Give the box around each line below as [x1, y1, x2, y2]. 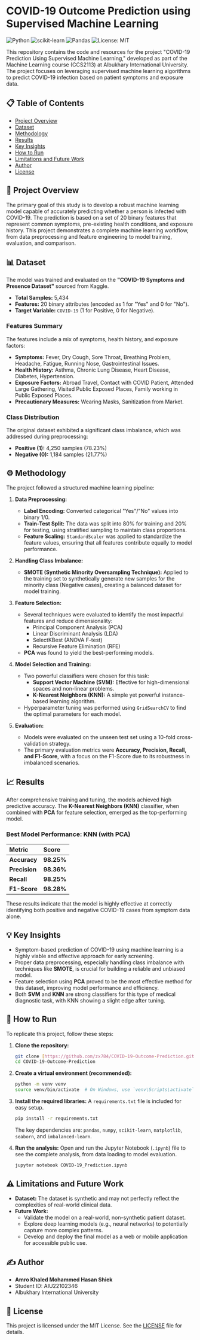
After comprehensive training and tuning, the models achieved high [6, 796, 172, 803]
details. [6, 1329, 24, 1336]
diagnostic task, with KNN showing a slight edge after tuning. [14, 996, 165, 1004]
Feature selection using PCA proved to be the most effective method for [14, 977, 192, 985]
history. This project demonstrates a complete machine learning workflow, [6, 226, 189, 234]
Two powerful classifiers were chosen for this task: [23, 672, 149, 679]
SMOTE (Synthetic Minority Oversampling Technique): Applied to [23, 569, 189, 576]
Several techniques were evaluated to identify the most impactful [23, 610, 184, 618]
